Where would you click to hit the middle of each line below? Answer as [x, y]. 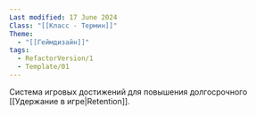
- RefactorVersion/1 [55, 58]
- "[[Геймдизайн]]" [54, 42]
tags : [19, 50]
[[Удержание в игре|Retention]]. [70, 101]
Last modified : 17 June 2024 [63, 17]
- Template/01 [43, 67]
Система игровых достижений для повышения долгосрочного [128, 92]
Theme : [21, 34]
